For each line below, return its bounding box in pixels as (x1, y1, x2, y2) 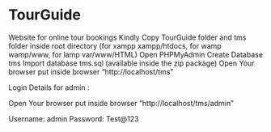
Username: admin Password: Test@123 (8, 113, 139, 123)
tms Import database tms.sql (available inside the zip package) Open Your (8, 58, 255, 68)
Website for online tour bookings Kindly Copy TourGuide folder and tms (8, 32, 247, 42)
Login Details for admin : (8, 83, 91, 92)
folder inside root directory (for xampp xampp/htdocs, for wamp (8, 40, 222, 50)
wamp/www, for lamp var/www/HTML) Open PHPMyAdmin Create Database (8, 49, 264, 59)
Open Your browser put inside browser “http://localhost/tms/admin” (8, 98, 235, 108)
